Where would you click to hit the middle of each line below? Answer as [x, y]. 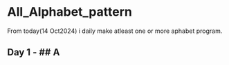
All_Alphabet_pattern [70, 12]
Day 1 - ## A [34, 52]
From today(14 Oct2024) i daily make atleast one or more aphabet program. [115, 31]
